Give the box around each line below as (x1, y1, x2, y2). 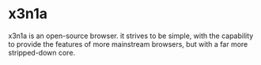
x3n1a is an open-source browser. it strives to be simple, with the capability (8, 31, 254, 40)
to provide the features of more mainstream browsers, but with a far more (8, 39, 248, 48)
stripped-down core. (8, 48, 76, 57)
